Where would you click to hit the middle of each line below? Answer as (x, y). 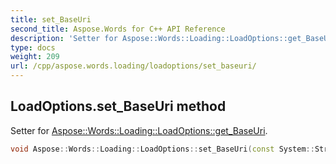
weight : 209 (35, 57)
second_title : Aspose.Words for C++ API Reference (118, 29)
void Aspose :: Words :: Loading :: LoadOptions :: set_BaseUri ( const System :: (162, 149)
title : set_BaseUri (51, 19)
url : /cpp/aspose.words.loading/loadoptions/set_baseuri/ (133, 66)
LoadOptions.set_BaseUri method (118, 106)
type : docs (33, 47)
